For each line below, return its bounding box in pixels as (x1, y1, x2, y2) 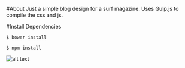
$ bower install (6, 35, 47, 41)
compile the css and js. (6, 11, 63, 18)
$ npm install (6, 45, 42, 51)
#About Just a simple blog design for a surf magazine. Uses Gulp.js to (6, 5, 179, 12)
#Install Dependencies (6, 23, 62, 30)
